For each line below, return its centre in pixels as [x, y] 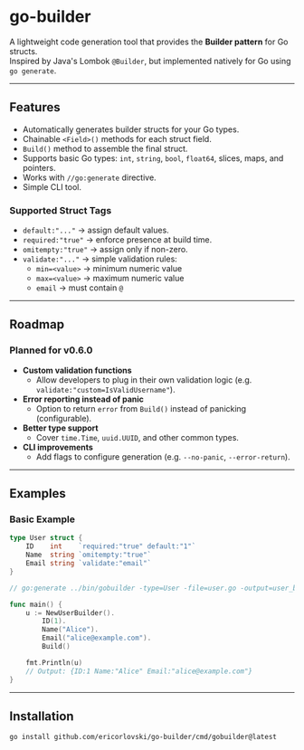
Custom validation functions [77, 370]
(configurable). [64, 418]
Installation [42, 716]
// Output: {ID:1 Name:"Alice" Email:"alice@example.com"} [139, 671]
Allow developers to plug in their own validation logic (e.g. [144, 380]
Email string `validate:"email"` [89, 564]
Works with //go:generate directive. [89, 177]
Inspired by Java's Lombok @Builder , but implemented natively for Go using [150, 61]
